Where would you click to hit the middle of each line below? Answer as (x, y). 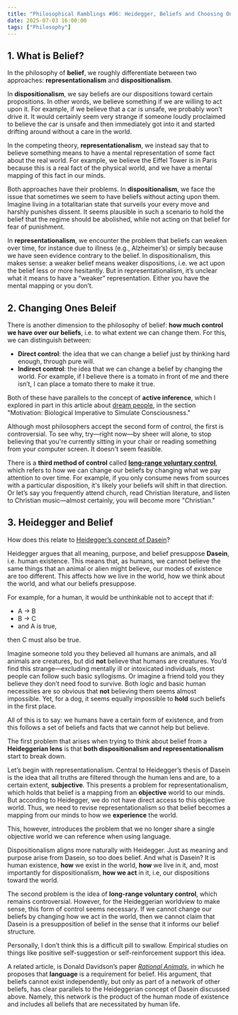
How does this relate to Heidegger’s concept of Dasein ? (89, 540)
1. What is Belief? (46, 56)
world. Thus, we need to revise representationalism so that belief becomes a (119, 807)
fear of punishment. (36, 227)
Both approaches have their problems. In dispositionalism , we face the (111, 189)
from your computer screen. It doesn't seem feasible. (85, 449)
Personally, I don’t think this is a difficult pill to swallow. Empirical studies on (118, 945)
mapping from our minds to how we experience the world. (93, 815)
